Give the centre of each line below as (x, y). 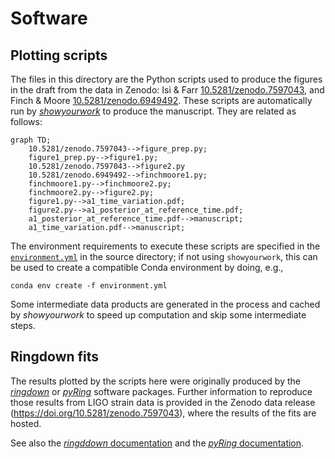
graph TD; (31, 140)
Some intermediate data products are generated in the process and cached (165, 304)
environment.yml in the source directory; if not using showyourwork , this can (164, 256)
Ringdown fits (55, 357)
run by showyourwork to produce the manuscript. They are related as (153, 111)
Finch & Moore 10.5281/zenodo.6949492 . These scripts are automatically (161, 100)
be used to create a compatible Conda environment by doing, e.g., (147, 267)
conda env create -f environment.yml (89, 286)
